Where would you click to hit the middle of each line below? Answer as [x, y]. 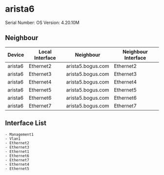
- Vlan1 [13, 139]
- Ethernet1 [17, 152]
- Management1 [20, 134]
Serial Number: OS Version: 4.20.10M [42, 22]
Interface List [26, 123]
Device [16, 55]
